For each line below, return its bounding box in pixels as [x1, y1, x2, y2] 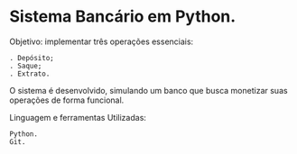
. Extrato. [9, 69, 51, 78]
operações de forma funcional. [9, 95, 125, 105]
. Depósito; [9, 53, 54, 62]
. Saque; [9, 61, 42, 70]
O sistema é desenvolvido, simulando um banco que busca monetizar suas [9, 85, 288, 95]
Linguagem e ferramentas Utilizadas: [9, 112, 147, 122]
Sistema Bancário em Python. [9, 6, 237, 27]
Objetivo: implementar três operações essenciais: [9, 36, 194, 47]
